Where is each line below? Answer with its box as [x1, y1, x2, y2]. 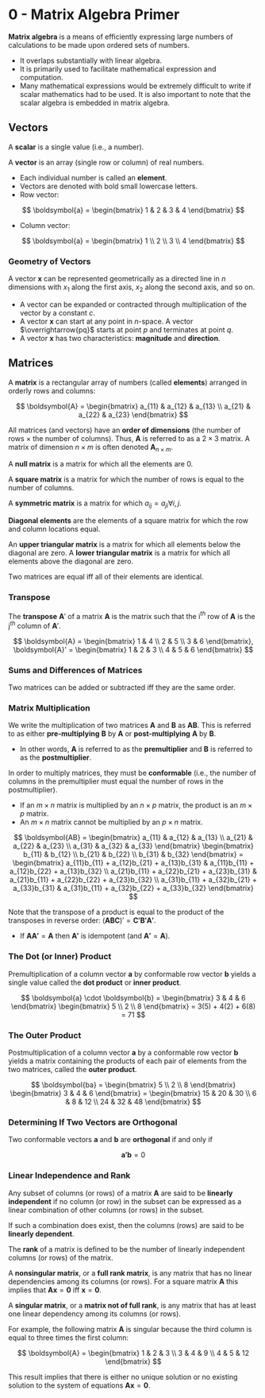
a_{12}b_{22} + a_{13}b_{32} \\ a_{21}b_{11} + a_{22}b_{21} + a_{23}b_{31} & [9, 866, 258, 876]
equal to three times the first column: [8, 1333, 129, 1342]
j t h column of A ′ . [8, 620, 61, 630]
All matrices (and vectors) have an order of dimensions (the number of [8, 425, 241, 435]
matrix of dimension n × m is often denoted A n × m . [8, 442, 173, 454]
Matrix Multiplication [8, 703, 90, 714]
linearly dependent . [8, 1229, 75, 1238]
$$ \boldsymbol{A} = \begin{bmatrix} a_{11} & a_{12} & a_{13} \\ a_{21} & [15, 401, 252, 411]
